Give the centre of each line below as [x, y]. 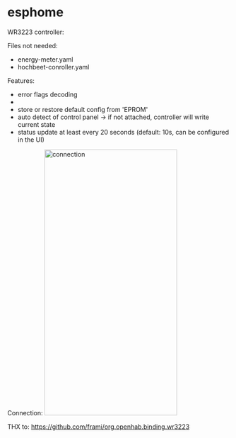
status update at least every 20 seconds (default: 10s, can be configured [123, 132]
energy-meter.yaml [45, 59]
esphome [35, 12]
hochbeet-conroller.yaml [53, 67]
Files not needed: [33, 45]
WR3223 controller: [36, 32]
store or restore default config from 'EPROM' [83, 109]
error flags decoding [47, 94]
